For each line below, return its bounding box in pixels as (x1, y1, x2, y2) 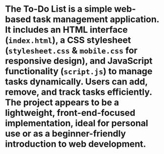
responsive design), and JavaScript (5, 55, 153, 66)
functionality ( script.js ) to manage (5, 66, 153, 77)
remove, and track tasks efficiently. (5, 87, 152, 98)
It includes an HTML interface (5, 24, 128, 35)
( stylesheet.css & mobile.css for (5, 45, 138, 56)
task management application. (32, 14, 160, 25)
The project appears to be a (5, 97, 119, 108)
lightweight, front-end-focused (5, 108, 136, 118)
